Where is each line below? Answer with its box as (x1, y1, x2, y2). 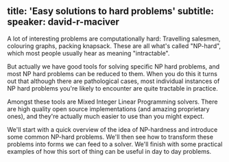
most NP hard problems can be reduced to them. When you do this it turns (7, 69, 218, 78)
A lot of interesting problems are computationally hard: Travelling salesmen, (7, 34, 221, 43)
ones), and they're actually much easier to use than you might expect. (7, 112, 204, 120)
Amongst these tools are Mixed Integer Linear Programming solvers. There (7, 97, 218, 106)
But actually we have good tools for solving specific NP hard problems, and (7, 62, 220, 71)
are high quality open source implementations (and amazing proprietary (7, 104, 210, 113)
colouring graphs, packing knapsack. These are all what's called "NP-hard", (7, 41, 221, 50)
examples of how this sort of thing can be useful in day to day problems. (7, 147, 212, 155)
